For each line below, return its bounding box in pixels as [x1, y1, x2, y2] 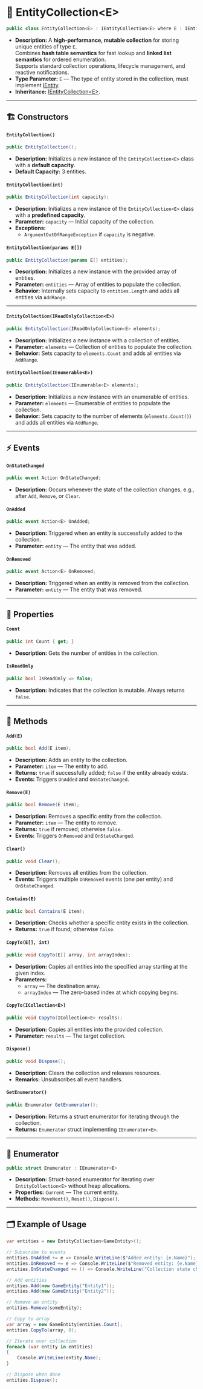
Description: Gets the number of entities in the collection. [14, 649, 159, 657]
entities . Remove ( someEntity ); [6, 1305, 83, 1311]
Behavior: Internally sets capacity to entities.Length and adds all [14, 287, 179, 294]
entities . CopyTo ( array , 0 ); [6, 1327, 77, 1333]
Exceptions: [14, 224, 47, 232]
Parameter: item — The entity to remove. [14, 819, 118, 826]
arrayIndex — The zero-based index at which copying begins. [24, 989, 179, 996]
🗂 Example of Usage [6, 1219, 87, 1229]
